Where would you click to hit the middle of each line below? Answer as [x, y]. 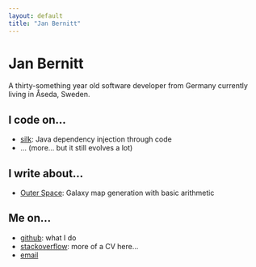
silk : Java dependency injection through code [96, 139]
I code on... [37, 119]
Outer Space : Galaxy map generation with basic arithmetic [117, 193]
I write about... [46, 174]
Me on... [30, 218]
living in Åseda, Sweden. [49, 95]
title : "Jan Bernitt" [45, 23]
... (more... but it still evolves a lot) [76, 148]
